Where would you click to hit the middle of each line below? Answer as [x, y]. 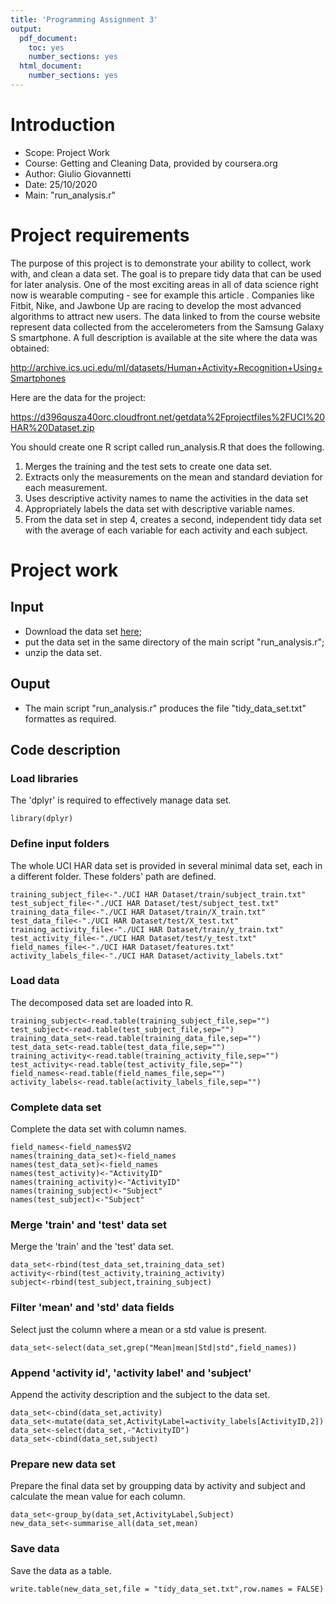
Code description [65, 749]
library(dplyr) [42, 819]
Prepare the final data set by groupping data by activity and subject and [158, 1486]
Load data [35, 981]
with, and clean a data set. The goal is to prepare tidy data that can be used [166, 273]
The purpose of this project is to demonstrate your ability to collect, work [161, 263]
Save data [35, 1549]
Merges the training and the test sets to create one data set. [148, 466]
